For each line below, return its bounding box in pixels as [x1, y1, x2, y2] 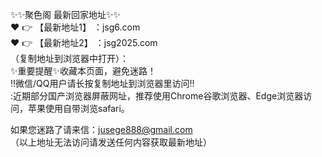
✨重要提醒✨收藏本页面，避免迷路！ [10, 65, 157, 77]
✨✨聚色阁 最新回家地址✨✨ [10, 9, 122, 20]
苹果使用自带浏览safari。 [27, 103, 130, 114]
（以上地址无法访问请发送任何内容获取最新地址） [10, 136, 212, 148]
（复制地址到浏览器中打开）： [10, 53, 129, 64]
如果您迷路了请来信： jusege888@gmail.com [10, 124, 193, 135]
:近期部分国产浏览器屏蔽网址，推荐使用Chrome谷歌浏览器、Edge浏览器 [10, 90, 304, 102]
